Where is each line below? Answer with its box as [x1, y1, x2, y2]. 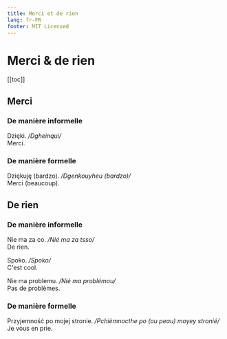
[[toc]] [7, 75, 25, 83]
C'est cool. [7, 263, 38, 271]
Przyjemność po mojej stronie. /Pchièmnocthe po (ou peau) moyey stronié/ [7, 317, 220, 325]
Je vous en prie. [7, 325, 53, 333]
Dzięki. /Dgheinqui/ [7, 132, 62, 140]
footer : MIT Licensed [7, 23, 69, 30]
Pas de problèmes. [7, 284, 61, 292]
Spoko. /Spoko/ [7, 256, 52, 264]
